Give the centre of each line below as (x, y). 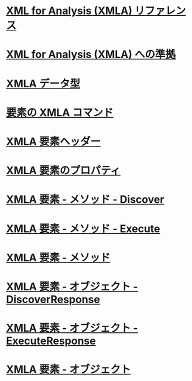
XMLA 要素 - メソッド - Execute (83, 229)
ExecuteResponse (51, 341)
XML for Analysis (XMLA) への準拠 (91, 55)
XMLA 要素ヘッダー (54, 142)
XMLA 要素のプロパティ (64, 171)
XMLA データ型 (43, 84)
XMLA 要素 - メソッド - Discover (85, 200)
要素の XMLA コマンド (60, 112)
